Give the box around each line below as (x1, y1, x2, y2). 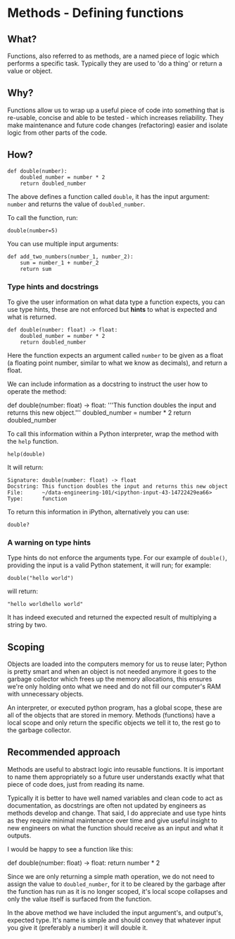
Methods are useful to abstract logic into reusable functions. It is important (7, 765, 224, 773)
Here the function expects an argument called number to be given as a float (7, 351, 224, 359)
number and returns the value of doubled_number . (7, 200, 146, 208)
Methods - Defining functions (7, 5, 184, 21)
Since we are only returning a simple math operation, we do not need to (7, 872, 215, 880)
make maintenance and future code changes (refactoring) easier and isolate (7, 121, 228, 129)
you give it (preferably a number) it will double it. (7, 923, 148, 932)
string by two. (7, 621, 48, 629)
